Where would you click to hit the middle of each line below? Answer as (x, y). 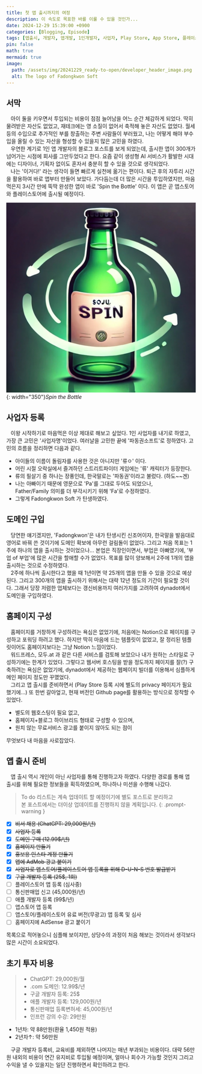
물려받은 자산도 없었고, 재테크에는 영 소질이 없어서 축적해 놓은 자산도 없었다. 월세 (101, 126)
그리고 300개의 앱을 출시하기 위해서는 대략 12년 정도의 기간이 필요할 (99, 580)
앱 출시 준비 (26, 762)
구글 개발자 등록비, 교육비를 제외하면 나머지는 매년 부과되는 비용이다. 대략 (96, 1050)
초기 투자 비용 (30, 963)
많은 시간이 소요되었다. (33, 943)
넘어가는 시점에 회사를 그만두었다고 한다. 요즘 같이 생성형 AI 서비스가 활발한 (94, 156)
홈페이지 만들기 (33, 846)
